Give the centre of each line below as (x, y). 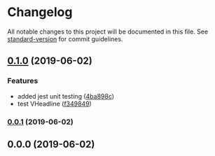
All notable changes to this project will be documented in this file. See (108, 31)
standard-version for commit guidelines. (65, 38)
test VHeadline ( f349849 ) (55, 104)
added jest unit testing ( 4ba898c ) (65, 96)
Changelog (40, 12)
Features (23, 81)
